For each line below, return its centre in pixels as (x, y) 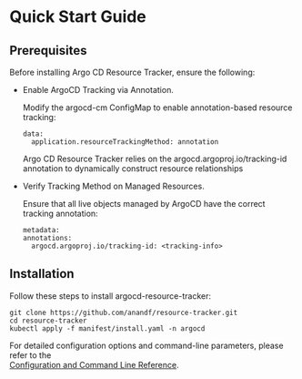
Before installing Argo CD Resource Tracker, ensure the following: (132, 72)
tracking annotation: (60, 213)
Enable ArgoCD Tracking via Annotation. (98, 90)
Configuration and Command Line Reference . (94, 364)
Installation (42, 274)
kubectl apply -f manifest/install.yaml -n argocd (107, 328)
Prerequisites (48, 51)
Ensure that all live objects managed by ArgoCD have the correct (144, 204)
